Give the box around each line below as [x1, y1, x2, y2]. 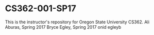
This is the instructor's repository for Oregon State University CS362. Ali [5, 19, 150, 25]
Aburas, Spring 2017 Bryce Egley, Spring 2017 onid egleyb [5, 24, 121, 30]
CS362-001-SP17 [5, 3, 76, 14]
